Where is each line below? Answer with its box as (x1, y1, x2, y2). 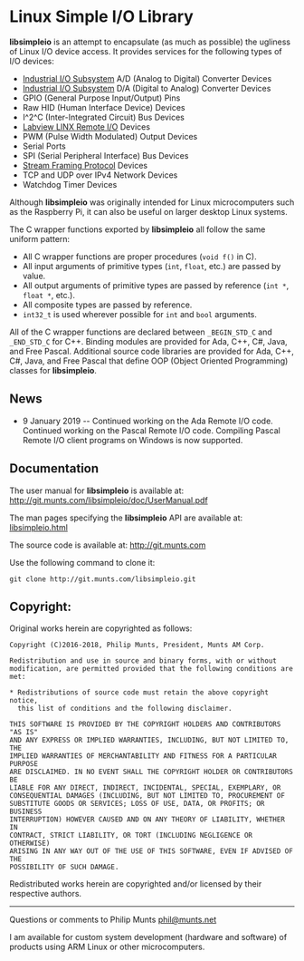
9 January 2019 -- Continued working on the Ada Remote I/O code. (22, 415, 273, 426)
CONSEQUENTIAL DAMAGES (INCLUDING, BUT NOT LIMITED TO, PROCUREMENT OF (9, 791, 285, 801)
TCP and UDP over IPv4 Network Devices (22, 170, 178, 180)
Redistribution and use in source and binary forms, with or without (9, 656, 278, 665)
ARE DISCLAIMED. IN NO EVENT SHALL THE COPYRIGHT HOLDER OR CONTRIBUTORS (9, 768, 294, 777)
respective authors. (9, 888, 82, 899)
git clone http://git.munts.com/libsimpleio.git (9, 574, 196, 584)
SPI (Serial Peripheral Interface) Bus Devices (22, 150, 189, 160)
